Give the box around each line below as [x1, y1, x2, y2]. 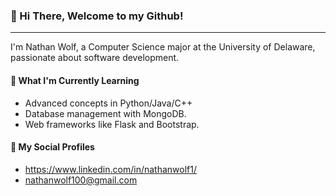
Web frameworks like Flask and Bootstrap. [24, 118, 200, 130]
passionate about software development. [10, 52, 180, 64]
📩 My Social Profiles [10, 141, 95, 153]
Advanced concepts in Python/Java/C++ [24, 97, 193, 109]
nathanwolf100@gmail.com [24, 174, 138, 186]
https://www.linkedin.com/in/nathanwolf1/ [24, 163, 197, 175]
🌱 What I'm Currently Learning [10, 74, 140, 86]
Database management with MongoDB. [24, 107, 187, 119]
